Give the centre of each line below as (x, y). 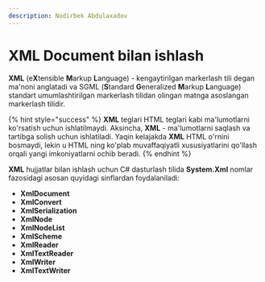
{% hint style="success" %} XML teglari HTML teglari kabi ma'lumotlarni (129, 119)
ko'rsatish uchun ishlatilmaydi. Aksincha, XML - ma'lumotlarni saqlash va (130, 128)
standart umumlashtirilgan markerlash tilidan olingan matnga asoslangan (129, 95)
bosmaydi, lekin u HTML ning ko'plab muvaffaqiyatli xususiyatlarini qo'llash (133, 145)
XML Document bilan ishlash (106, 55)
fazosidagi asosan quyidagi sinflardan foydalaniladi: (94, 177)
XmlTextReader (47, 253)
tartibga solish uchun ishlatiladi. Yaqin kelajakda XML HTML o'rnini (119, 136)
